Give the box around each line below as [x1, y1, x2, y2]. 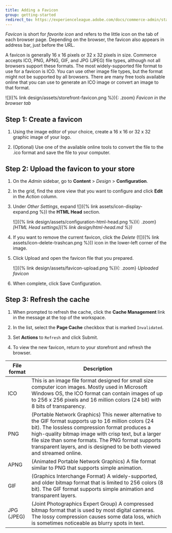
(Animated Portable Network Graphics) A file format [31, 458, 156, 465]
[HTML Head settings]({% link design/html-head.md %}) [12, 224, 133, 230]
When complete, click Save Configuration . [12, 280, 102, 287]
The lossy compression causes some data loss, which [31, 513, 161, 520]
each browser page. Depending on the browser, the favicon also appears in [5, 36, 165, 43]
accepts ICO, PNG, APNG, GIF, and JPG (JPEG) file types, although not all [5, 58, 161, 64]
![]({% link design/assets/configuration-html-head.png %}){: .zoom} [12, 219, 157, 225]
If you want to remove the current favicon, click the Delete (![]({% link [12, 234, 160, 240]
